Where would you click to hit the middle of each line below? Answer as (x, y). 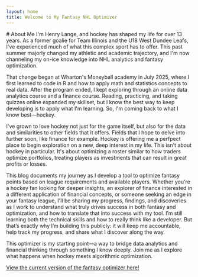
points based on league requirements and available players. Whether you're (98, 182)
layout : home (22, 12)
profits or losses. (27, 164)
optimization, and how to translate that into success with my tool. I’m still (94, 213)
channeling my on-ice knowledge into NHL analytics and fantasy (85, 59)
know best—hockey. (31, 115)
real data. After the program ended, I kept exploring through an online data (97, 89)
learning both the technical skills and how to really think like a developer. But (99, 219)
